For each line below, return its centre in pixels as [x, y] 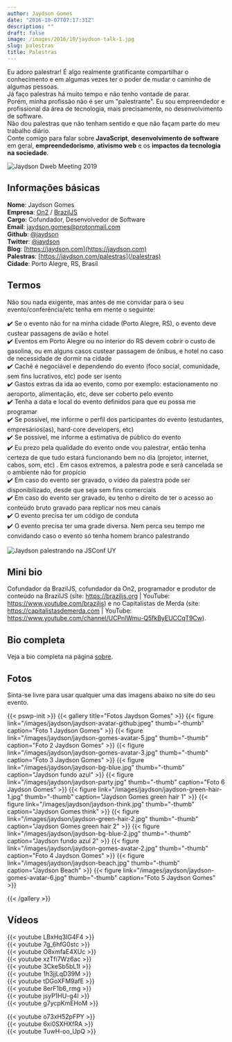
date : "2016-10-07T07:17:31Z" [51, 20]
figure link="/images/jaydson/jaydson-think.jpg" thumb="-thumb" [101, 804]
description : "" [30, 26]
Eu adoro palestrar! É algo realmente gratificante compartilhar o [98, 72]
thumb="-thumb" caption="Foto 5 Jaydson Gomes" [142, 877]
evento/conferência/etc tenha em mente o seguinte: [81, 309]
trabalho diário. [29, 131]
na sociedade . [28, 152]
